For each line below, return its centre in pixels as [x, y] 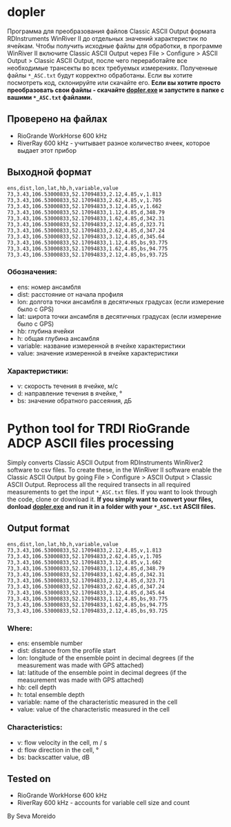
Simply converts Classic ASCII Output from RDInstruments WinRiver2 [105, 463]
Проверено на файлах [58, 119]
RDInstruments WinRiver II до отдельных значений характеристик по [107, 38]
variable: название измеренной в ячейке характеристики [101, 346]
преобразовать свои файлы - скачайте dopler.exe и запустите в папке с [116, 90]
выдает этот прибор [47, 150]
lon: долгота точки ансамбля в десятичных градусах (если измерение [121, 301]
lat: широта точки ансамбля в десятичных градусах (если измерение [119, 316]
